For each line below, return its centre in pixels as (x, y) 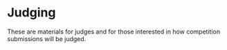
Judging (31, 13)
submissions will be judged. (47, 38)
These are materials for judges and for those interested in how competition (113, 32)
